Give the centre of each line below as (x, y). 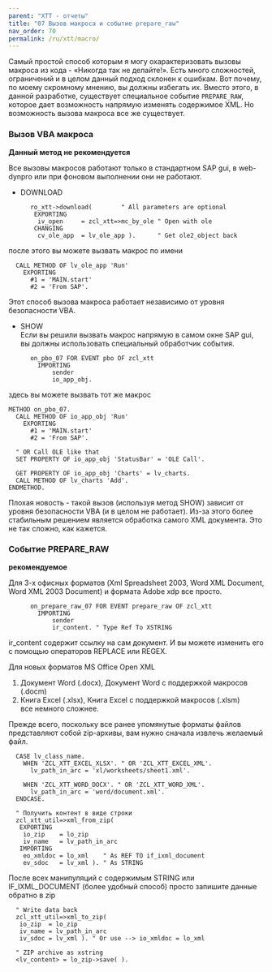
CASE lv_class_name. (50, 756)
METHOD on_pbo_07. (39, 409)
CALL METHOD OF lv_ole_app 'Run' (72, 265)
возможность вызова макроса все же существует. (97, 114)
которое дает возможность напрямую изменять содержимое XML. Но (131, 105)
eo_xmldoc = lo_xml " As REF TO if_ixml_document (114, 856)
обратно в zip (32, 895)
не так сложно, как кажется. (58, 528)
